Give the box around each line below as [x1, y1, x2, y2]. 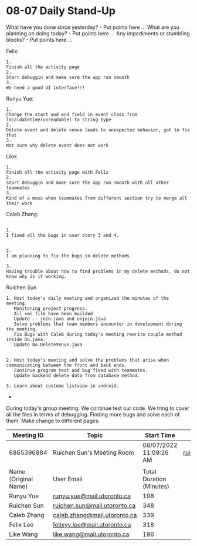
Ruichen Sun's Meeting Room [52, 448, 134, 456]
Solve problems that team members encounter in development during [13, 321, 182, 327]
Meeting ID [12, 431, 44, 439]
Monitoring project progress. [13, 305, 88, 312]
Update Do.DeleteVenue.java [13, 342, 83, 348]
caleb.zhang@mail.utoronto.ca [52, 511, 137, 519]
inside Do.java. [6, 336, 46, 342]
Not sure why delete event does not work [6, 143, 109, 148]
